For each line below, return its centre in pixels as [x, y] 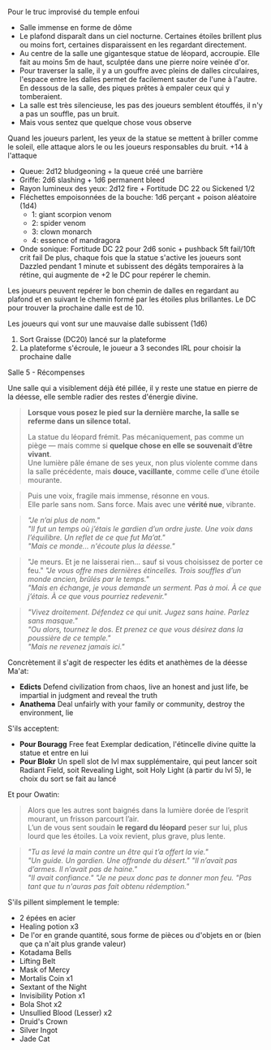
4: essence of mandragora [76, 240]
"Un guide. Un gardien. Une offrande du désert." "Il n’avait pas [132, 860]
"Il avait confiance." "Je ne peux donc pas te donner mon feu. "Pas [140, 878]
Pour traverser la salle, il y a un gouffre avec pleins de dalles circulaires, [140, 71]
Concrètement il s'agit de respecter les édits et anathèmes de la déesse [128, 662]
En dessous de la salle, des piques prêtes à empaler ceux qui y [125, 88]
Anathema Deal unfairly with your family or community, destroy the [132, 704]
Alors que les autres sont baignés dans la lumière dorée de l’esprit [138, 810]
